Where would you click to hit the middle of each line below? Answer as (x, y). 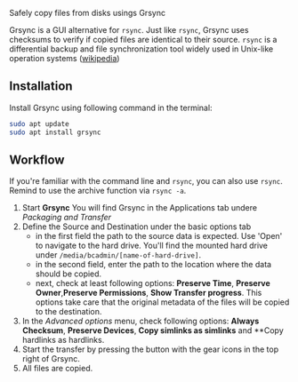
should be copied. (68, 274)
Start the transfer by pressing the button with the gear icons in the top (150, 349)
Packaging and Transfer (67, 218)
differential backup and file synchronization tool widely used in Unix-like (141, 49)
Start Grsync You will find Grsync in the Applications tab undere (140, 208)
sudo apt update (39, 123)
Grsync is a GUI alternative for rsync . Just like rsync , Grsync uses (129, 30)
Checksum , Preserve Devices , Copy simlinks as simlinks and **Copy (153, 330)
